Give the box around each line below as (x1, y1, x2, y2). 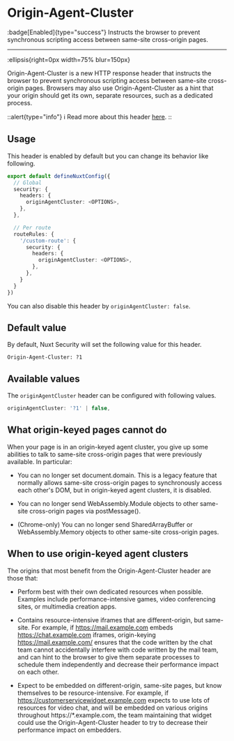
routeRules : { (13, 230, 54, 238)
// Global (13, 179, 42, 186)
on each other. (17, 668, 59, 676)
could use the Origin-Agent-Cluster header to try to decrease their (17, 718, 208, 726)
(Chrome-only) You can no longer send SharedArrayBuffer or (17, 520, 193, 528)
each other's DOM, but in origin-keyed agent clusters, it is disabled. (17, 486, 212, 494)
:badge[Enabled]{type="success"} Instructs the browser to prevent (7, 28, 201, 36)
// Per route (13, 224, 52, 231)
